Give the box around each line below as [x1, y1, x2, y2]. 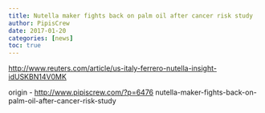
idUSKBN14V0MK [8, 72, 67, 82]
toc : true [8, 42, 42, 50]
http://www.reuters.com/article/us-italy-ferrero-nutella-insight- [8, 63, 217, 73]
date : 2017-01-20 [8, 26, 67, 34]
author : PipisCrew [8, 19, 70, 27]
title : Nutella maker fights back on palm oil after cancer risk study [8, 11, 253, 20]
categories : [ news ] [8, 34, 74, 42]
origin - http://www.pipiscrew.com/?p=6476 [8, 87, 154, 97]
